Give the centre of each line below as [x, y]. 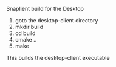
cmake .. [26, 40]
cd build [25, 33]
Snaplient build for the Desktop [45, 9]
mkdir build [29, 27]
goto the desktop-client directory [56, 20]
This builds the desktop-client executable [58, 58]
